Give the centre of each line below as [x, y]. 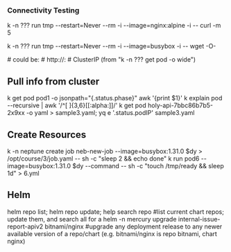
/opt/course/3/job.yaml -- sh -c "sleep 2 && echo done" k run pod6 [103, 159]
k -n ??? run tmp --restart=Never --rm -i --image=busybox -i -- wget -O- [112, 46]
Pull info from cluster [53, 81]
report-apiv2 [25, 226]
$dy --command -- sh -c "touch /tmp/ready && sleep [148, 165]
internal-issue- [199, 219]
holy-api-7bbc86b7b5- [181, 105]
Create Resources [47, 135]
